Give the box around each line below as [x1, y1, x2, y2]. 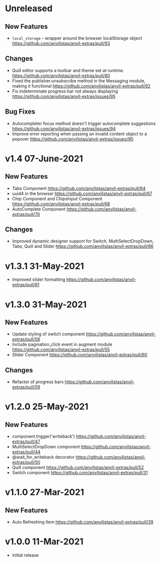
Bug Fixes [5, 108, 35, 116]
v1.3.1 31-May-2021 [5, 260, 84, 271]
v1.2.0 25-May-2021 [5, 401, 89, 412]
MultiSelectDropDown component [12, 444, 80, 450]
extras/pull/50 [12, 459, 40, 465]
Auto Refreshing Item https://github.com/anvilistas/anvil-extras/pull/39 [12, 519, 154, 525]
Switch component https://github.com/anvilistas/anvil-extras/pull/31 [12, 470, 148, 476]
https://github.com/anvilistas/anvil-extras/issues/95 [12, 93, 116, 99]
